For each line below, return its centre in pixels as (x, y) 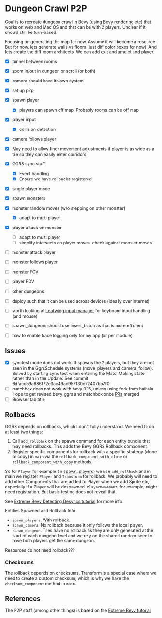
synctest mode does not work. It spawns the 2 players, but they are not (83, 362)
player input (24, 120)
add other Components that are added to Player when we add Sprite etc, (77, 481)
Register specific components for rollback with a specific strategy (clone (84, 451)
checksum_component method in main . (41, 583)
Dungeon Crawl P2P (46, 8)
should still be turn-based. (31, 32)
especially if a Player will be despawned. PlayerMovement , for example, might (81, 487)
